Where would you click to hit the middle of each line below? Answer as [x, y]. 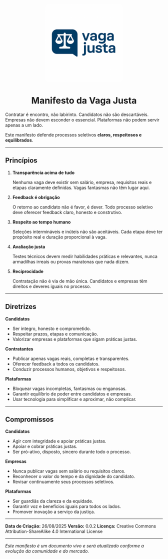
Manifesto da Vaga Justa [84, 101]
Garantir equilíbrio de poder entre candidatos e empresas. [72, 393]
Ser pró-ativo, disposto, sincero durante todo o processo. [71, 452]
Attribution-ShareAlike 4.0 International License [54, 531]
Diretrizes [21, 307]
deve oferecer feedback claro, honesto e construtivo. [67, 212]
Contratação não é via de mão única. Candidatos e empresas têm [80, 281]
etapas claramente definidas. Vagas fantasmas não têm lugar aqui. [81, 187]
